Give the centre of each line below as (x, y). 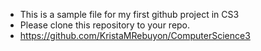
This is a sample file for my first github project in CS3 (129, 14)
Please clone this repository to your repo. (105, 25)
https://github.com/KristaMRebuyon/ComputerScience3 (135, 35)
